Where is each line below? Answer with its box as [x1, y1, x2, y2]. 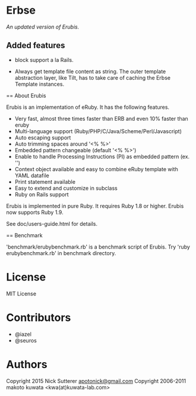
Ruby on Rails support [14, 191, 69, 198]
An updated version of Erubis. [6, 23, 80, 30]
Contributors [6, 310, 71, 324]
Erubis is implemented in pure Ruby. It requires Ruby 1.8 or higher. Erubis [6, 202, 184, 209]
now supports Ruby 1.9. [6, 209, 64, 216]
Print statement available [14, 178, 76, 185]
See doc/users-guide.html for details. [6, 220, 98, 227]
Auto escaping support [14, 134, 71, 141]
